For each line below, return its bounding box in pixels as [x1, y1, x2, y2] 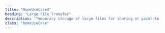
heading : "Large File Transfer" [5, 12, 71, 16]
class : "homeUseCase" [5, 20, 50, 26]
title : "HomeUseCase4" [5, 7, 52, 12]
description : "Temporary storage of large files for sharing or [5, 16, 139, 21]
